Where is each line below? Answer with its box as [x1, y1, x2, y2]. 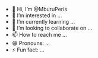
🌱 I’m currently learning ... [11, 18, 75, 25]
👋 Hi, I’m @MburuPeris [11, 6, 67, 12]
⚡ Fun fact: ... [11, 46, 45, 53]
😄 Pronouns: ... [11, 40, 50, 47]
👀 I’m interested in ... [11, 12, 62, 19]
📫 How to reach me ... [11, 31, 67, 38]
